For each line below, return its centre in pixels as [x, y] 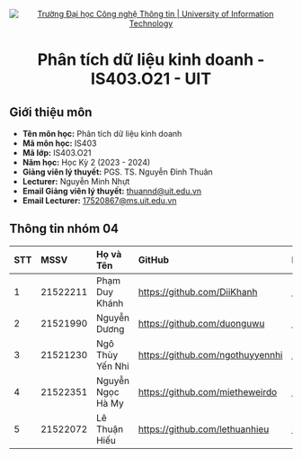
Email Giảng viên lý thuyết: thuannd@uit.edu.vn [112, 191]
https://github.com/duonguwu [201, 323]
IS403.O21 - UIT [151, 79]
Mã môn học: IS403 [59, 143]
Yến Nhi [112, 366]
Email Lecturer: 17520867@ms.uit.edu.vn [99, 201]
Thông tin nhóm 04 [64, 229]
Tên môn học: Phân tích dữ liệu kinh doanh [102, 134]
